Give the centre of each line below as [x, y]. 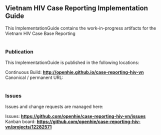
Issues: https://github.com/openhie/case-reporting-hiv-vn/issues [75, 116]
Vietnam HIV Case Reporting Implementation [77, 8]
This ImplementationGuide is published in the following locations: [72, 62]
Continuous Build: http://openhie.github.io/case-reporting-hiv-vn [74, 72]
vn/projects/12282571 [28, 127]
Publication [19, 51]
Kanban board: [20, 121]
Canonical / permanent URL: [34, 77]
